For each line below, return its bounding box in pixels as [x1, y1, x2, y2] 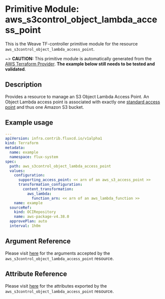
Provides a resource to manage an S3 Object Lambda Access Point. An [5, 93, 149, 99]
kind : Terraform [5, 141, 38, 146]
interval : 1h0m [9, 223, 41, 228]
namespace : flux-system [9, 154, 58, 159]
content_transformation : [23, 187, 74, 192]
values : [9, 168, 26, 173]
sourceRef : [9, 205, 32, 210]
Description [5, 81, 42, 89]
